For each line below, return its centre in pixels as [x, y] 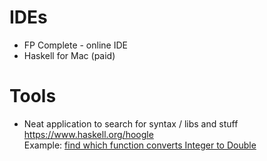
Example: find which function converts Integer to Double [140, 145]
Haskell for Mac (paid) [69, 55]
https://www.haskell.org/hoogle [88, 134]
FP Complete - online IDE [75, 45]
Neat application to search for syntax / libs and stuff [131, 123]
